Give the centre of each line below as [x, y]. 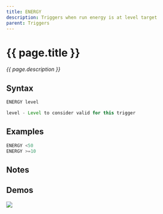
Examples [25, 132]
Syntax [20, 88]
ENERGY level [23, 102]
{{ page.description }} [33, 69]
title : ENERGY [24, 12]
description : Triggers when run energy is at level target [82, 17]
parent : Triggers [28, 23]
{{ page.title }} [43, 53]
